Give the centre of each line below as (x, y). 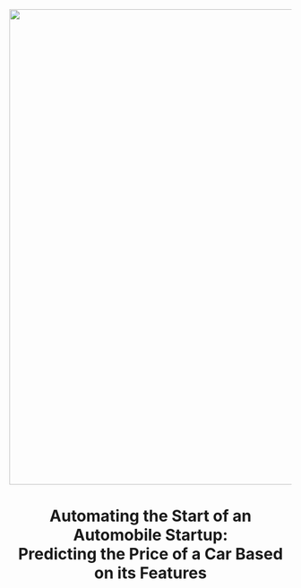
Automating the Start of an (150, 516)
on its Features (150, 573)
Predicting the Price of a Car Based (150, 554)
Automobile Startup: (150, 535)
